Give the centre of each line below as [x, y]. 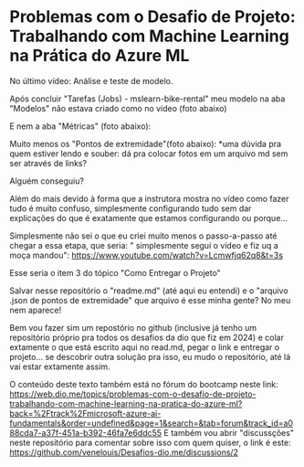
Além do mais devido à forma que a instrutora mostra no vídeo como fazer [149, 198]
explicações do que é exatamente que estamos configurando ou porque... [148, 218]
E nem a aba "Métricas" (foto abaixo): [80, 126]
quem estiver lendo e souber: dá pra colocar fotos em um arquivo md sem [149, 154]
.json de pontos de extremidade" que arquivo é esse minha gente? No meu [150, 300]
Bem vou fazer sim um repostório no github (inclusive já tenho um [133, 327]
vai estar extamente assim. [60, 366]
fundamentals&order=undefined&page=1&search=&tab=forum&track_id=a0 [152, 423]
